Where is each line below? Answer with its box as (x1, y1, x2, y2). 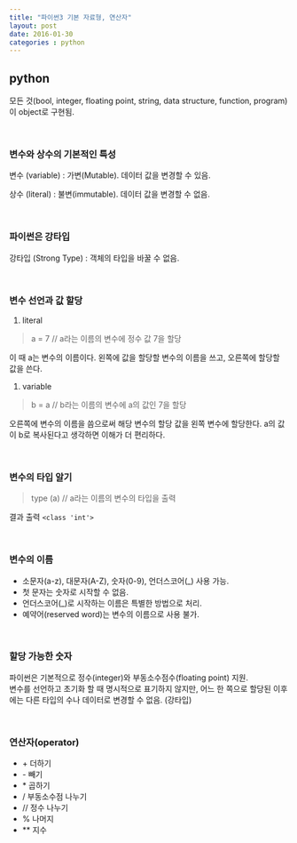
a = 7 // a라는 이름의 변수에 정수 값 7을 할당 (30, 333, 182, 343)
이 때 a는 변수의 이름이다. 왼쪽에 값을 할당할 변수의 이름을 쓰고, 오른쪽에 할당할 (9, 352, 281, 363)
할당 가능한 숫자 (9, 650, 73, 662)
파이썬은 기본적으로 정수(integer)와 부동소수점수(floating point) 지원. (9, 672, 249, 683)
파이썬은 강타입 (9, 230, 71, 243)
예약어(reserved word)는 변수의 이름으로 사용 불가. (21, 608, 199, 619)
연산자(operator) (9, 735, 80, 748)
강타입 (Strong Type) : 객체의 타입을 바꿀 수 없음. (9, 253, 180, 263)
